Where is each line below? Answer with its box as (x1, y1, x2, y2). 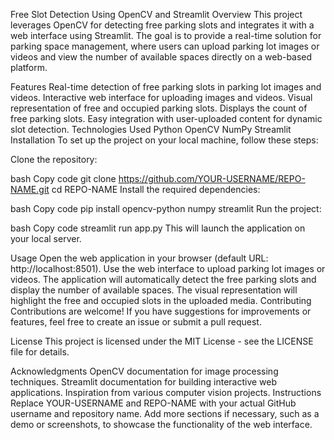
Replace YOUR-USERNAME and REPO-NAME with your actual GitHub (10, 397, 297, 409)
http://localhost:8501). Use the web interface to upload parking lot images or (10, 263, 326, 274)
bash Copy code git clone (10, 173, 117, 184)
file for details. (10, 346, 70, 358)
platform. (10, 62, 48, 73)
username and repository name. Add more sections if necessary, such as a (10, 408, 320, 419)
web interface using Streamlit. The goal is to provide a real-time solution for (10, 30, 322, 41)
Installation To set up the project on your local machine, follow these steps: (10, 134, 319, 146)
